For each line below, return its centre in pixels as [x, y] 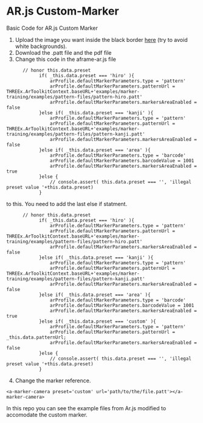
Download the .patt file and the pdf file [63, 52]
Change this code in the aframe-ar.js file [66, 59]
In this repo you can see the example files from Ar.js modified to [86, 408]
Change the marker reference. [53, 380]
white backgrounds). [41, 46]
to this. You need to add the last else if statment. [67, 204]
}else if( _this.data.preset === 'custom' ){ [97, 321]
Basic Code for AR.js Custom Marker [52, 28]
